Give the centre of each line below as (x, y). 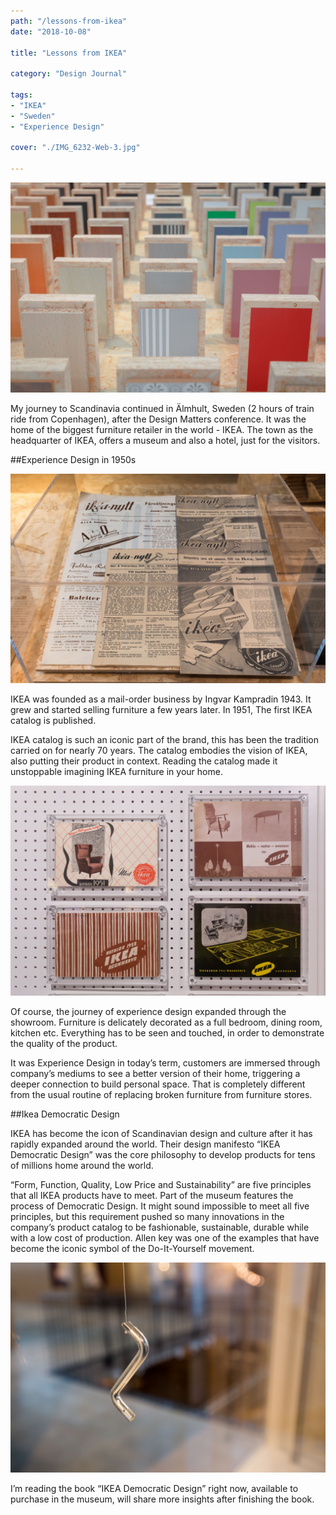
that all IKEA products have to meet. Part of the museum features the (152, 1196)
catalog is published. (53, 721)
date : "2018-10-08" (51, 31)
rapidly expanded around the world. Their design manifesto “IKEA (145, 1144)
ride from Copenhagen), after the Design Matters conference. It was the (158, 419)
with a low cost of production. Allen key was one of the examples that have (165, 1238)
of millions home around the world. (82, 1166)
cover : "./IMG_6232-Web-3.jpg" (75, 148)
